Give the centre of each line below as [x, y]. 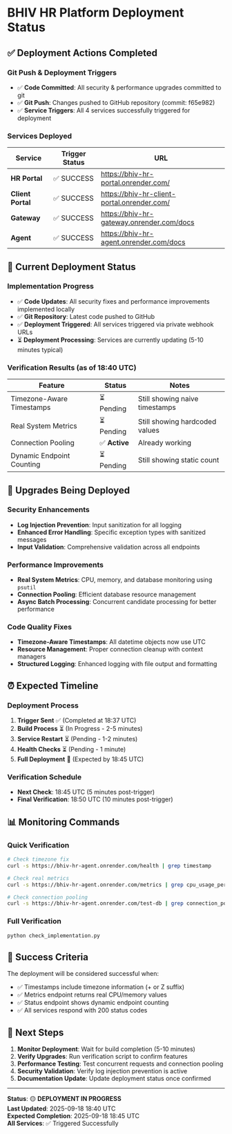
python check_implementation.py [54, 936]
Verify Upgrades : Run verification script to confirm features [102, 1057]
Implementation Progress [51, 286]
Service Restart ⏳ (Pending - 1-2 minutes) [77, 739]
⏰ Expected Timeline [53, 686]
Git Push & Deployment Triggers [62, 72]
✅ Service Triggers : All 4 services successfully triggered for [104, 110]
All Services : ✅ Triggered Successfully [63, 1124]
